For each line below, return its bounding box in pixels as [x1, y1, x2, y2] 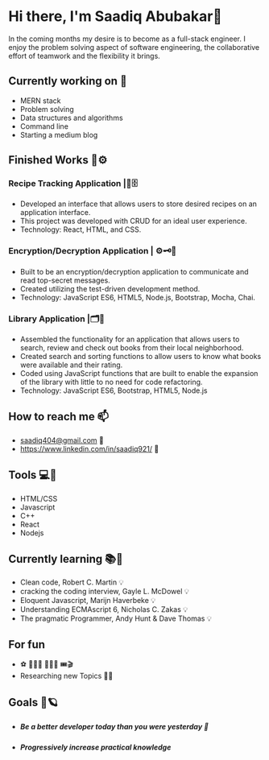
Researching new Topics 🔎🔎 [19, 671, 114, 681]
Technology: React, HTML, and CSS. [19, 225, 142, 234]
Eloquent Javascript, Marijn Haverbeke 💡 [19, 596, 156, 605]
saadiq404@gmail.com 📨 [19, 435, 105, 445]
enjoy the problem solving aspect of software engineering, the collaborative [8, 42, 260, 52]
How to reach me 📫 [8, 410, 110, 423]
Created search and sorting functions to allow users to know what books [19, 352, 262, 361]
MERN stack [19, 96, 61, 105]
